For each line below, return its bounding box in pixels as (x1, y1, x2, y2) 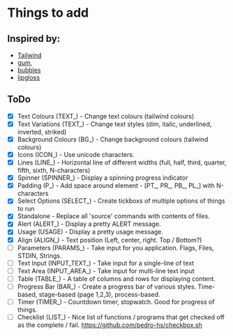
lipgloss (17, 73, 40, 82)
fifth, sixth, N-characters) (17, 166, 91, 175)
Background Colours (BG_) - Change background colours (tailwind (17, 135, 209, 144)
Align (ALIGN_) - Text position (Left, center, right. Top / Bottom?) (17, 236, 202, 244)
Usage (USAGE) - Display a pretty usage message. (17, 228, 164, 236)
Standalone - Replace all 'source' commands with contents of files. (17, 212, 211, 220)
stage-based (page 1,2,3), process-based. (38, 290, 160, 298)
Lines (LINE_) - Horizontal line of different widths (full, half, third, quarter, (17, 158, 227, 167)
